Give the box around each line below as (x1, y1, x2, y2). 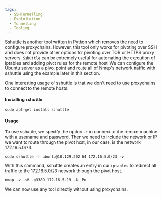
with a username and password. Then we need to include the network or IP (5, 134, 157, 140)
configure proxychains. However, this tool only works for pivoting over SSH (5, 44, 157, 50)
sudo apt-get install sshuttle (5, 107, 69, 112)
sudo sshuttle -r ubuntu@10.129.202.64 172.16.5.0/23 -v (5, 154, 124, 159)
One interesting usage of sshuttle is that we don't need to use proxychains (5, 80, 156, 86)
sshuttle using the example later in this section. (5, 70, 100, 76)
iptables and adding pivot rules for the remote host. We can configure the (5, 60, 154, 66)
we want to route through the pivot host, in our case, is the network (5, 139, 141, 145)
